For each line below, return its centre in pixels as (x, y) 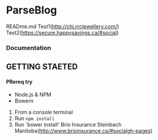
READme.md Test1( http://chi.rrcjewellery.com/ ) (63, 26)
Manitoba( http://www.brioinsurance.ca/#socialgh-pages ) (84, 131)
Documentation (29, 47)
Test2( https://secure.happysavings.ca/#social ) (62, 32)
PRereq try (19, 81)
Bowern (24, 101)
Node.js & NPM (33, 95)
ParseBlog (32, 10)
